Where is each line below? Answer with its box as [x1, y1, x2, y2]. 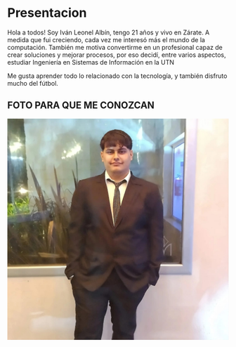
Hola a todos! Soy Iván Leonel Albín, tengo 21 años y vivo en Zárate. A [7, 28, 210, 37]
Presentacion [7, 5, 87, 21]
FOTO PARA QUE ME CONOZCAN [7, 100, 155, 112]
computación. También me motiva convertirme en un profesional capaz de [7, 43, 223, 51]
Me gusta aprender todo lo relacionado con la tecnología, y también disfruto [7, 72, 228, 80]
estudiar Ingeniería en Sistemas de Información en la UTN [7, 58, 174, 66]
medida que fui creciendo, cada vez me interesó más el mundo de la [7, 35, 206, 44]
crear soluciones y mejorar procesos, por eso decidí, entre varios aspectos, [7, 51, 226, 59]
